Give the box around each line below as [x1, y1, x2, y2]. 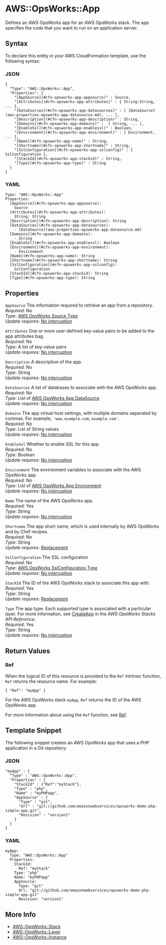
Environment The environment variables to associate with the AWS [5, 467, 141, 473]
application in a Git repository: [5, 745, 67, 751]
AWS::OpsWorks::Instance [12, 934, 67, 940]
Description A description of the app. [5, 359, 82, 365]
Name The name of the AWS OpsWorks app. [5, 498, 93, 504]
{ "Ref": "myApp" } [5, 688, 46, 693]
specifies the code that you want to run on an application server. [5, 25, 138, 31]
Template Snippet [5, 726, 61, 735]
